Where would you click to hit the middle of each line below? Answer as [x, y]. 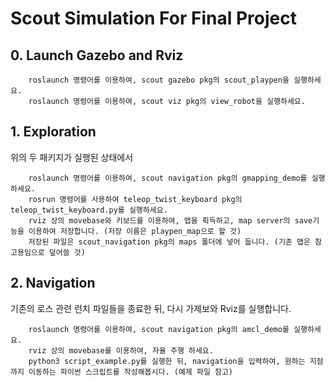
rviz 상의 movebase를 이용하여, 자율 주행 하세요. [121, 350]
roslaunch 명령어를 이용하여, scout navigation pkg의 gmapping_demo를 [168, 178]
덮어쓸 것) [67, 252]
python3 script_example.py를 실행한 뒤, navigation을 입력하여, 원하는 [167, 361]
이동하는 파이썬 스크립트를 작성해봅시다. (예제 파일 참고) [131, 372]
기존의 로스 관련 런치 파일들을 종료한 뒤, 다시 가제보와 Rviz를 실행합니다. [151, 308]
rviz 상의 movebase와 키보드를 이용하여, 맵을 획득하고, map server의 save [170, 220]
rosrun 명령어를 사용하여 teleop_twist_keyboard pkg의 [135, 199]
